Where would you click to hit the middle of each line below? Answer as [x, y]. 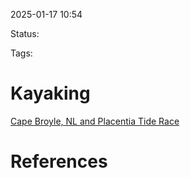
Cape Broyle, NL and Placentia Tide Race [95, 121]
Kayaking [50, 93]
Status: [25, 33]
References [59, 161]
